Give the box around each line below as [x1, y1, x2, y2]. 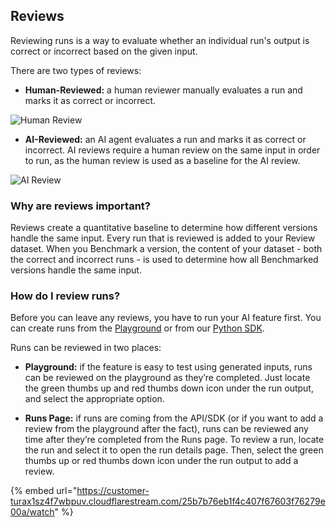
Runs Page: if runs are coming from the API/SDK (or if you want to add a [24, 412, 324, 424]
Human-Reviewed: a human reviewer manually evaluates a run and [24, 84, 303, 96]
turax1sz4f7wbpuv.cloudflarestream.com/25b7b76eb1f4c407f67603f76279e [10, 495, 326, 508]
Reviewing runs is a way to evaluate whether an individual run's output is [10, 34, 310, 46]
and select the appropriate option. [24, 393, 165, 405]
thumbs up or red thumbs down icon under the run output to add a [24, 455, 299, 467]
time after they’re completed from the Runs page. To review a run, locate [24, 434, 325, 446]
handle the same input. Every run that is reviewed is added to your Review [10, 232, 316, 244]
